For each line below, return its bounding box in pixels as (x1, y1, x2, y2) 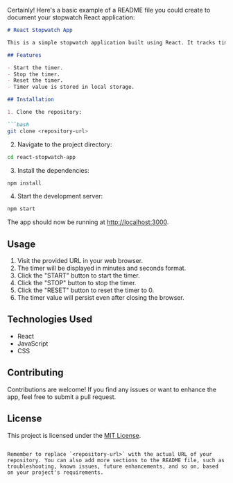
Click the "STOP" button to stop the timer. (17, 279, 137, 287)
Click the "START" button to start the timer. (17, 271, 140, 280)
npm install (7, 180, 42, 187)
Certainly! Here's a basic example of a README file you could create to (7, 6, 211, 14)
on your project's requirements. (7, 468, 104, 476)
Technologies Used (7, 314, 92, 325)
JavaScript (17, 339, 49, 348)
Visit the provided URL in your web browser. (17, 257, 144, 265)
